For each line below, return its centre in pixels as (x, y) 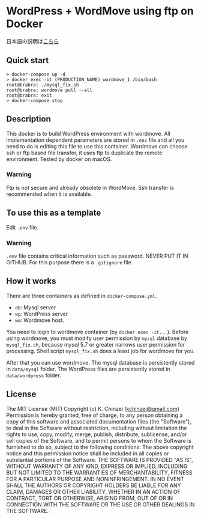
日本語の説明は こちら (32, 41)
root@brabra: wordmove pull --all (49, 90)
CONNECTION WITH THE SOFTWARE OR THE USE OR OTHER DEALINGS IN (100, 504)
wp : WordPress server (41, 314)
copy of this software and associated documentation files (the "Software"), (99, 421)
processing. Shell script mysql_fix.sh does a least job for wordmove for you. (100, 351)
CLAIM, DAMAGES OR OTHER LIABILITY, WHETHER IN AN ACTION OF (94, 491)
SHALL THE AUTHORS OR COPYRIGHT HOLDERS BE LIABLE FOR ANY (94, 485)
